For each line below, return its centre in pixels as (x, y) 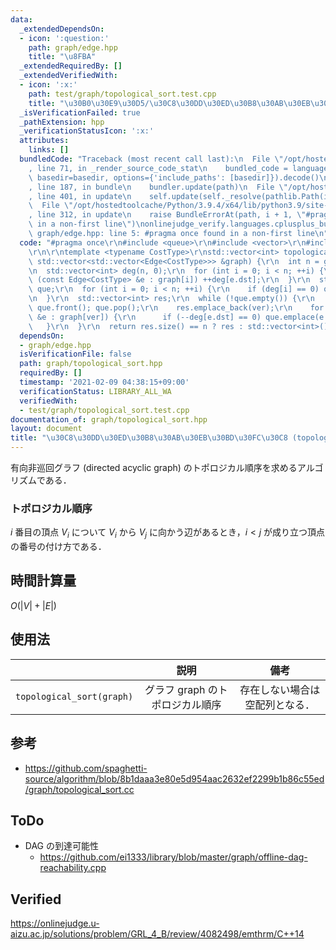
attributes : (44, 141)
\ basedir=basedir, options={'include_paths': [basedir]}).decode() (174, 177)
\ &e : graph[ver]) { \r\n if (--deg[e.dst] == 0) (145, 317)
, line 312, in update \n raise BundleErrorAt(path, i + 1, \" (167, 215)
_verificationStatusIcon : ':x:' (87, 131)
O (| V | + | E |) (33, 605)
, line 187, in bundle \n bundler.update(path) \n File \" (158, 187)
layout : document (46, 429)
